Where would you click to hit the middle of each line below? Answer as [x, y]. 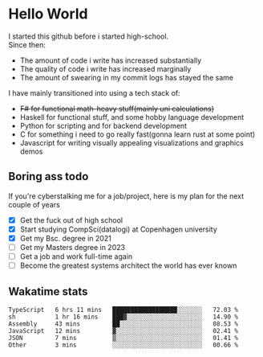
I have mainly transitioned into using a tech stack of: [94, 92]
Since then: [27, 44]
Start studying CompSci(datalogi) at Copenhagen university [119, 229]
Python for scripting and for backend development [103, 125]
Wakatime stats [48, 291]
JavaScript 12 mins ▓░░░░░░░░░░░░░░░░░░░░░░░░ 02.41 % [123, 330]
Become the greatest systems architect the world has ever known [128, 265]
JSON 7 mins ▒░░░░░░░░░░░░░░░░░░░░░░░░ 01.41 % [123, 338]
